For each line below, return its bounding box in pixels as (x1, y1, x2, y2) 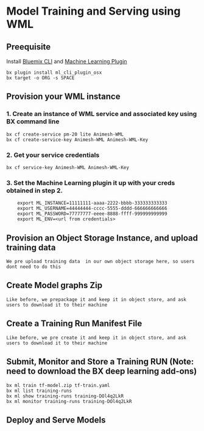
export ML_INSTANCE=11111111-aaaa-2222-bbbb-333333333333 (17, 200, 167, 206)
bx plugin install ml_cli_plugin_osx (6, 70, 102, 76)
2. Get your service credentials (6, 151, 100, 159)
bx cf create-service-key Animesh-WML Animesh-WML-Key (6, 136, 149, 143)
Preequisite (6, 42, 51, 52)
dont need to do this (6, 264, 62, 270)
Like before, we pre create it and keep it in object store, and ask (6, 335, 187, 341)
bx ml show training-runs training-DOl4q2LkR (6, 393, 124, 399)
